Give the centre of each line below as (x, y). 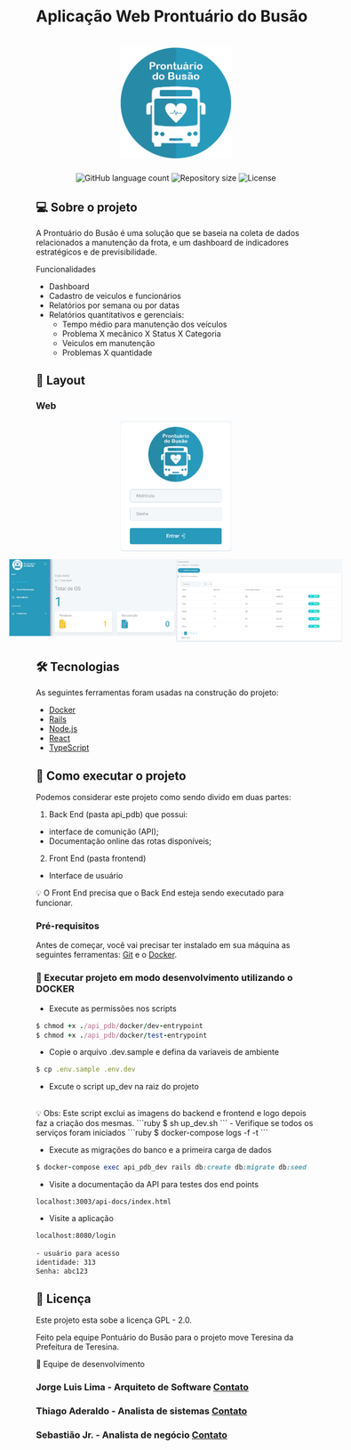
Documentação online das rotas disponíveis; (130, 841)
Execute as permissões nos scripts (112, 1009)
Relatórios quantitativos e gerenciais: (116, 314)
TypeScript (69, 748)
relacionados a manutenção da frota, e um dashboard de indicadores (162, 242)
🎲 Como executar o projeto (111, 776)
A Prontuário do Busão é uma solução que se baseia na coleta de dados (168, 232)
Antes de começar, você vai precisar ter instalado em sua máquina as (163, 945)
